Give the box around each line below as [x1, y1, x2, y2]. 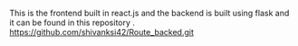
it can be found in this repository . [9, 17, 136, 28]
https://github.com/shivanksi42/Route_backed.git [9, 27, 195, 37]
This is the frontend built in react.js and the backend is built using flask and [9, 8, 290, 18]
